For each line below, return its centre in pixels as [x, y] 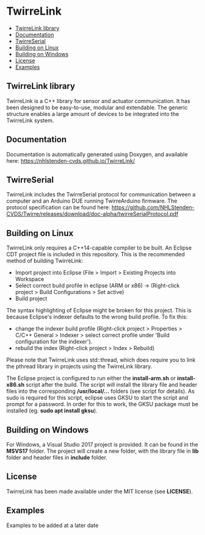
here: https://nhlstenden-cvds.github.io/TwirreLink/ [71, 160]
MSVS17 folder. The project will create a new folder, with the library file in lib [103, 451]
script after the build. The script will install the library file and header [112, 385]
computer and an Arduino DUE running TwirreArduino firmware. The [92, 201]
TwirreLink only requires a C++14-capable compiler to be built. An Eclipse [99, 248]
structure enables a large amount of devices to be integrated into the [93, 113]
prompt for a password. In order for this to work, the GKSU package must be [102, 404]
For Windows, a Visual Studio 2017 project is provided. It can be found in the [102, 444]
